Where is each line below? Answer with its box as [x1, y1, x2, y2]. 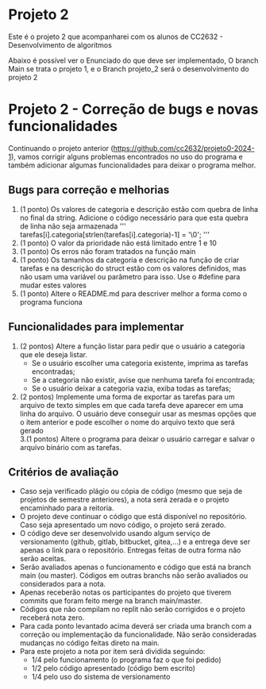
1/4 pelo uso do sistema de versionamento [31, 672, 171, 682]
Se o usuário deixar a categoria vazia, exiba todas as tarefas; [31, 383, 232, 393]
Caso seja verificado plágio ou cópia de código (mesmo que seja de [19, 487, 243, 496]
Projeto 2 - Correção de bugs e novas [8, 101, 259, 118]
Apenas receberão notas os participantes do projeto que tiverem [19, 587, 232, 597]
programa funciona [19, 297, 83, 306]
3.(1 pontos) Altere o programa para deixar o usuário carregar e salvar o [19, 434, 256, 444]
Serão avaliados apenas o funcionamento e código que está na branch [19, 562, 252, 572]
